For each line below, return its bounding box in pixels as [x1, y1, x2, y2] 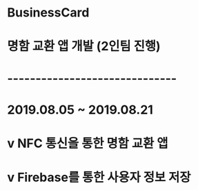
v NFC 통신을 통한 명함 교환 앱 [7, 136, 168, 151]
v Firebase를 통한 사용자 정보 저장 [7, 170, 191, 185]
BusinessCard [7, 5, 90, 21]
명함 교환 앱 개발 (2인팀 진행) [7, 39, 161, 54]
